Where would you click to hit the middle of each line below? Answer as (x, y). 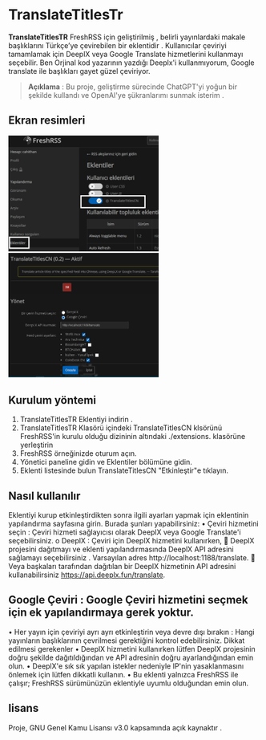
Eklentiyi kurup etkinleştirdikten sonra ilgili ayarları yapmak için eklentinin (129, 515)
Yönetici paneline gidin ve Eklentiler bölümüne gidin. (106, 462)
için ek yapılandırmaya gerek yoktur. (101, 613)
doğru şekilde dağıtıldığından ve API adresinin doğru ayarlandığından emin (131, 657)
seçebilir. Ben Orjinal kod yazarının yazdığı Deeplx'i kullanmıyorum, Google (131, 63)
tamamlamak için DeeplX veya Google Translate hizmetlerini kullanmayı (126, 54)
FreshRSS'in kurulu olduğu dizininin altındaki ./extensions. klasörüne (133, 437)
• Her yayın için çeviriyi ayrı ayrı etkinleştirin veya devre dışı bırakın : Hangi (131, 632)
